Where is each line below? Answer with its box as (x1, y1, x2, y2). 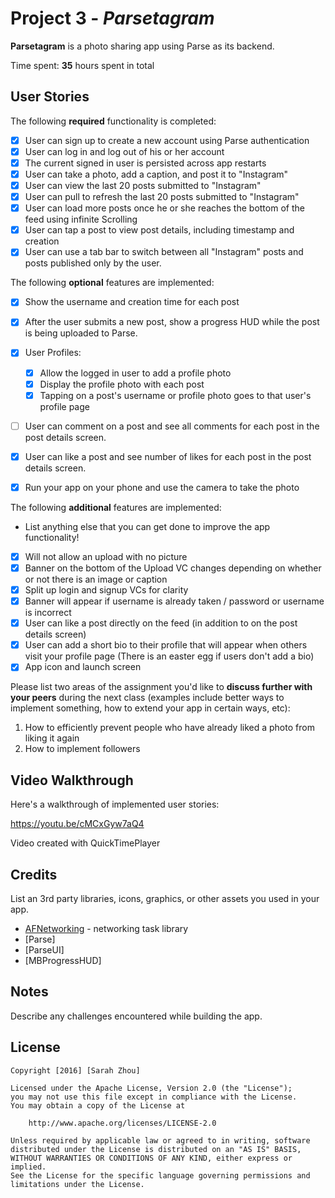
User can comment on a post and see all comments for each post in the (24, 420, 320, 432)
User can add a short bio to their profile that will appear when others (24, 639, 308, 651)
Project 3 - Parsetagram (10, 7, 215, 30)
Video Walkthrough (10, 772, 134, 789)
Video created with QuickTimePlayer (10, 837, 161, 849)
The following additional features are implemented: (10, 501, 222, 513)
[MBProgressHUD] (24, 954, 102, 966)
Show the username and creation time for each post (24, 296, 240, 308)
